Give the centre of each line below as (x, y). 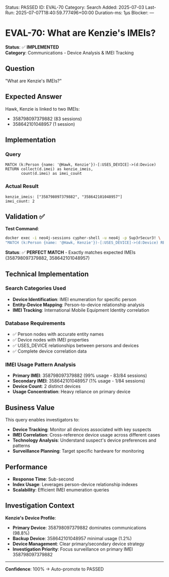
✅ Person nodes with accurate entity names (58, 334)
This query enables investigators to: (42, 420)
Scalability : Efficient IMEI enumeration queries (61, 490)
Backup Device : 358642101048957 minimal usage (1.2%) (72, 538)
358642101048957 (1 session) (44, 124)
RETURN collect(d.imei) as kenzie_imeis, (49, 169)
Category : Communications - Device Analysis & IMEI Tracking (70, 53)
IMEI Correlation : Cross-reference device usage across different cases (86, 435)
